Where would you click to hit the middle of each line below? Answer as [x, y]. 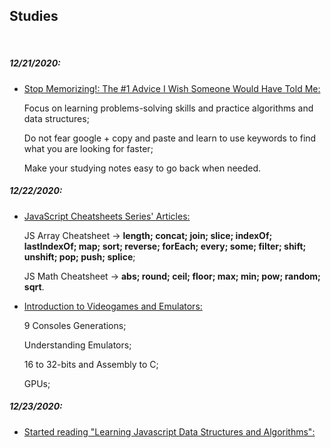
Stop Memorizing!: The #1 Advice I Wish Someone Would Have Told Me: [172, 88]
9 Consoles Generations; [75, 325]
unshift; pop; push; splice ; [79, 256]
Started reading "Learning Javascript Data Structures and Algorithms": [169, 431]
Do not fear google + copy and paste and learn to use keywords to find [170, 138]
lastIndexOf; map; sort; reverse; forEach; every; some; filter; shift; [165, 246]
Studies [34, 16]
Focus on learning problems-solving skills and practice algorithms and [168, 108]
